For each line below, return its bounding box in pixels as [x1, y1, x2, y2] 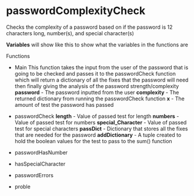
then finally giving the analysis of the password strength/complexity [14, 82, 179, 89]
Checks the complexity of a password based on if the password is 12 [6, 23, 173, 31]
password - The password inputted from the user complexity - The [14, 89, 179, 96]
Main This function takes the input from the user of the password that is [14, 63, 189, 71]
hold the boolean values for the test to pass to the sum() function [14, 137, 172, 144]
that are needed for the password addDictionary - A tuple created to [14, 131, 182, 138]
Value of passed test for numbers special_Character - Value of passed [14, 119, 187, 126]
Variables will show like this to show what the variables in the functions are [6, 41, 188, 48]
